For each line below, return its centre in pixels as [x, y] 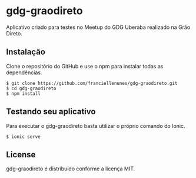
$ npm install [24, 93]
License [21, 154]
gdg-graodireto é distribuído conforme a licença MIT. [71, 169]
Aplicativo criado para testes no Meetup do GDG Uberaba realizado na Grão [98, 27]
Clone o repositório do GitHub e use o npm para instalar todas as [85, 66]
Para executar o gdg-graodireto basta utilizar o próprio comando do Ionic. [96, 126]
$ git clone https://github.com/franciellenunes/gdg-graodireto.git [92, 83]
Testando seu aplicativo [51, 112]
